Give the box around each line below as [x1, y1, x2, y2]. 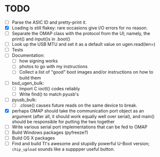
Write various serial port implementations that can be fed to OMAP [11, 124, 148, 130]
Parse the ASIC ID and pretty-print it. [11, 19, 87, 25]
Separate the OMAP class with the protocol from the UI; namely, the [11, 31, 151, 37]
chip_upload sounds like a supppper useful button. [11, 146, 115, 152]
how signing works [19, 58, 58, 64]
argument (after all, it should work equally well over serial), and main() [11, 113, 155, 119]
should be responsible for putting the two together [11, 118, 115, 124]
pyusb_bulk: [11, 97, 37, 103]
